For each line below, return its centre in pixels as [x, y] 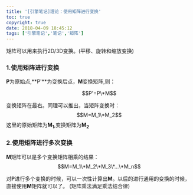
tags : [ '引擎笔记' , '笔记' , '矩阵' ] [45, 34]
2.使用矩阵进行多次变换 [39, 143]
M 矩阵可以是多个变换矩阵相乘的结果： [53, 157]
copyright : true [26, 22]
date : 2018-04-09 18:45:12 [39, 28]
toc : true [18, 17]
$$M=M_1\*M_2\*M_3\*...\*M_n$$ [99, 166]
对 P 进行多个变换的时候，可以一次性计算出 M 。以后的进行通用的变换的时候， [98, 179]
